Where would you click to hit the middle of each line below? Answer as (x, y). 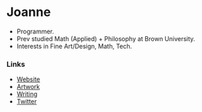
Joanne (29, 12)
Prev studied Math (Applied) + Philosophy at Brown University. (106, 38)
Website (28, 79)
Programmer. (35, 31)
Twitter (27, 102)
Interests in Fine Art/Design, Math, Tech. (74, 46)
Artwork (28, 87)
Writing (27, 94)
